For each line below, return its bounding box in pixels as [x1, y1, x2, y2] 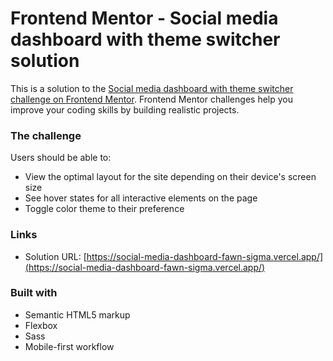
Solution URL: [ [24, 250, 87, 262]
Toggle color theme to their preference [24, 203, 185, 215]
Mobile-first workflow [24, 340, 115, 352]
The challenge [10, 128, 82, 142]
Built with [10, 286, 58, 300]
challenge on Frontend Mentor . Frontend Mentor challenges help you [10, 93, 293, 105]
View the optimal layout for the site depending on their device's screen [24, 171, 317, 183]
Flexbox [24, 319, 58, 331]
